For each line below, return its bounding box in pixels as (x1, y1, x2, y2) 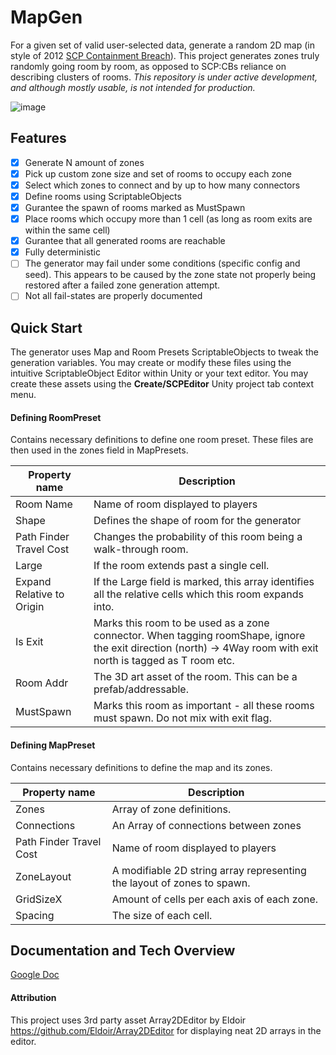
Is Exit (15, 635, 44, 649)
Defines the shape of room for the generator (93, 514, 302, 528)
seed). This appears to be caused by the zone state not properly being (24, 269, 317, 281)
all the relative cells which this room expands (93, 587, 304, 601)
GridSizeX (15, 892, 63, 906)
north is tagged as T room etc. (93, 654, 235, 668)
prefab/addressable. (93, 682, 189, 696)
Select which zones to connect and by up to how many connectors (24, 179, 301, 191)
